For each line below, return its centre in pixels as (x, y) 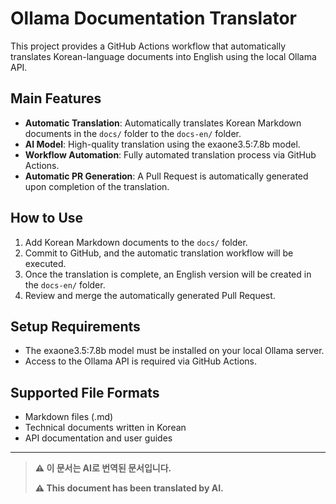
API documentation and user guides (98, 438)
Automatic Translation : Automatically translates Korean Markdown (163, 123)
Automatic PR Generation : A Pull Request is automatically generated (166, 176)
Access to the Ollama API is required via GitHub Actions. (141, 361)
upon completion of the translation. (97, 186)
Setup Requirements (75, 326)
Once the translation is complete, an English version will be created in (168, 274)
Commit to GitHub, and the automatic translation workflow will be (159, 253)
